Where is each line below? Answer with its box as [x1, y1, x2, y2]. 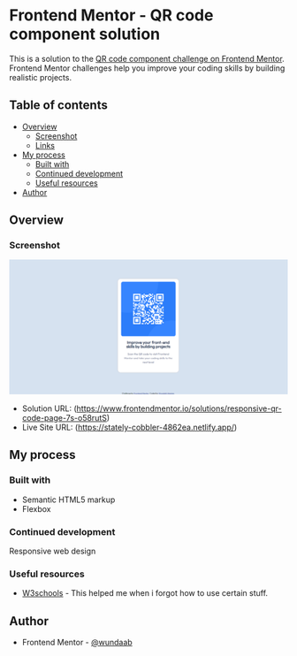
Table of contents [9, 98, 108, 113]
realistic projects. [9, 72, 72, 82]
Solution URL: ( [21, 403, 77, 414]
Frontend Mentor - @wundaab [21, 637, 133, 648]
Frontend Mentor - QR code [9, 5, 214, 26]
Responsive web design [9, 545, 96, 557]
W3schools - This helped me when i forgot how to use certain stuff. [21, 588, 268, 599]
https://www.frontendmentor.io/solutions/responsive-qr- [76, 403, 282, 414]
